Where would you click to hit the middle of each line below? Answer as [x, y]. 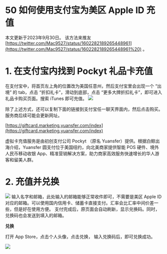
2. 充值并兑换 [32, 182]
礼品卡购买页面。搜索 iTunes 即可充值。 [46, 98]
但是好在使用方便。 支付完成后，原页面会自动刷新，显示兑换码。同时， [87, 209]
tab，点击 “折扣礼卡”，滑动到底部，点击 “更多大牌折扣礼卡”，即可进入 [90, 92]
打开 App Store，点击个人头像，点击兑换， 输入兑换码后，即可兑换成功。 [80, 236]
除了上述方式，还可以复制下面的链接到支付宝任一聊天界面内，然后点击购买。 [84, 109]
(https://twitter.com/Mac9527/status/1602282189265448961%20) [73, 49]
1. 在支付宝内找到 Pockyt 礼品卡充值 [79, 71]
